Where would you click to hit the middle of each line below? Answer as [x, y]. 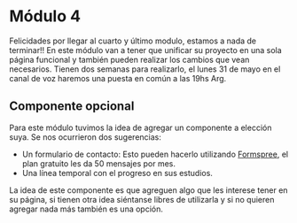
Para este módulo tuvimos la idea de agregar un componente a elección [141, 127]
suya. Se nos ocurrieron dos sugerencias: [85, 137]
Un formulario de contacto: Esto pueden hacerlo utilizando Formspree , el [155, 154]
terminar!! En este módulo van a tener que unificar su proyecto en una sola [145, 50]
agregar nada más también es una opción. [86, 209]
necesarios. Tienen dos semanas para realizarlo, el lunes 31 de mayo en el [145, 69]
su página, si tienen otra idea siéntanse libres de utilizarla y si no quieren [142, 199]
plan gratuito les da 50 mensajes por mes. [98, 163]
